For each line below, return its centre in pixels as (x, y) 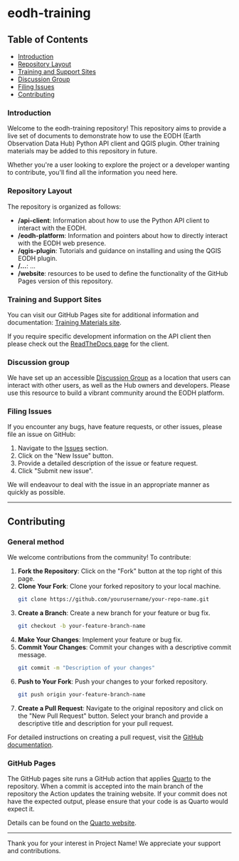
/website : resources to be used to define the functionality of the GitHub (123, 273)
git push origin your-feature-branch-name (81, 694)
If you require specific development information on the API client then (109, 336)
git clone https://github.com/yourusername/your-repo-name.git (113, 599)
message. (32, 654)
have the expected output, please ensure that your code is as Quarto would (118, 801)
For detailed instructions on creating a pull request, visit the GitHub (106, 737)
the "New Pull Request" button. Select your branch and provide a (113, 716)
